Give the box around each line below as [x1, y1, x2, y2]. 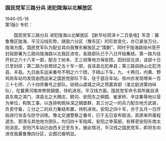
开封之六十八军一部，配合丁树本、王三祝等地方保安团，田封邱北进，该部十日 [5, 57, 161, 63]
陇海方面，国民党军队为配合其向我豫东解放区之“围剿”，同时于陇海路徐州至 [5, 44, 157, 50]
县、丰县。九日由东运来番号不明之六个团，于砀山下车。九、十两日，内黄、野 [5, 69, 161, 75]
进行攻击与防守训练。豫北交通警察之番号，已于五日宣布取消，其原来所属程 [9, 112, 161, 118]
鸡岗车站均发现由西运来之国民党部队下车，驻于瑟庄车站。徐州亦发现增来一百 [5, 75, 161, 81]
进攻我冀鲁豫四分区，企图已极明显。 [5, 131, 79, 137]
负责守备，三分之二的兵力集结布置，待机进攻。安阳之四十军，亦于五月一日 [5, 106, 157, 112]
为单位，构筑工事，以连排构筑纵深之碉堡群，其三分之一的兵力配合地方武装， [5, 100, 161, 106]
